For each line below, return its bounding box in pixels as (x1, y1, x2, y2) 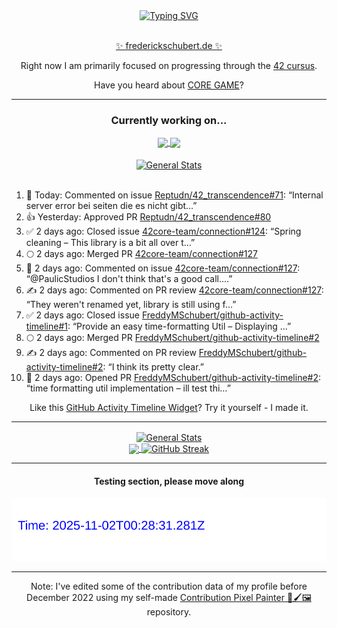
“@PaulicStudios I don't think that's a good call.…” (25, 273, 233, 285)
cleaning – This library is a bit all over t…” (25, 237, 196, 249)
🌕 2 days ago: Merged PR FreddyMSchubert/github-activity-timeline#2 (25, 332, 320, 344)
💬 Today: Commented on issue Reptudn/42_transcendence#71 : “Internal (25, 189, 324, 201)
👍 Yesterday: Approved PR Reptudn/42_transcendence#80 (25, 211, 272, 223)
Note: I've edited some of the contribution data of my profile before (30, 580, 308, 593)
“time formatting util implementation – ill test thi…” (25, 382, 231, 394)
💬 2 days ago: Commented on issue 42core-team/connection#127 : (25, 262, 301, 274)
